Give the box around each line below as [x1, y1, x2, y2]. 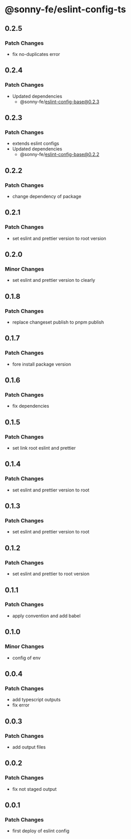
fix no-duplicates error [12, 51, 60, 57]
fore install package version [12, 361, 71, 367]
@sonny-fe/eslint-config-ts [5, 4, 126, 15]
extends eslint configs [12, 140, 60, 147]
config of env [12, 655, 41, 661]
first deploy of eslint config [12, 828, 70, 834]
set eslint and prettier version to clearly [12, 277, 96, 283]
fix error [12, 702, 30, 708]
